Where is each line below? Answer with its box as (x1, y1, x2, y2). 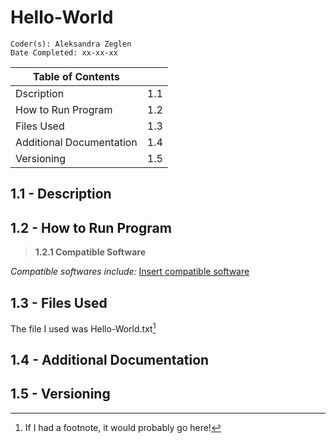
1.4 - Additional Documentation (10, 352, 210, 368)
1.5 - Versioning (10, 386, 111, 403)
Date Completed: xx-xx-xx (10, 47, 118, 58)
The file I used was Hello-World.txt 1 (10, 321, 157, 335)
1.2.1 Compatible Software (34, 246, 146, 258)
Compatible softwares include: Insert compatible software (10, 266, 250, 278)
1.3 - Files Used (10, 294, 108, 311)
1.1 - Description (10, 186, 112, 203)
